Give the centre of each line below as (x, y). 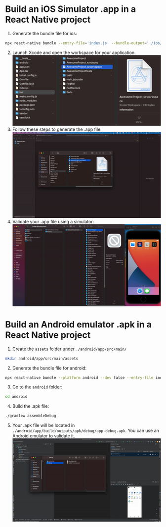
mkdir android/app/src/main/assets (42, 358)
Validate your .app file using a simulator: (53, 221)
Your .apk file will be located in (43, 425)
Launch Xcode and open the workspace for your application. (74, 53)
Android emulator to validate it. (43, 436)
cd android (16, 397)
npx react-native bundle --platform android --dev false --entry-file (79, 377)
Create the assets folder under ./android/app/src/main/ (69, 349)
